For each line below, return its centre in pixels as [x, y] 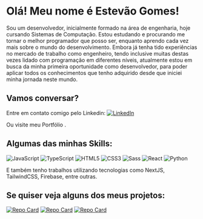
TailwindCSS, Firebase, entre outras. [52, 176]
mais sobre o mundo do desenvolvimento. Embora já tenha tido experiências [102, 47]
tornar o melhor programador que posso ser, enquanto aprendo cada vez [98, 41]
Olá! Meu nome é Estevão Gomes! [93, 11]
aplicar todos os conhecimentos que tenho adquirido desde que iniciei [94, 73]
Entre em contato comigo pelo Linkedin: [56, 113]
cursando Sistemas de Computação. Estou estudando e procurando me [96, 34]
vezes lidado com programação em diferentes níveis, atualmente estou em [99, 60]
